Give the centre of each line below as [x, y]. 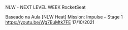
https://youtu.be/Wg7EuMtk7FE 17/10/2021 [50, 22]
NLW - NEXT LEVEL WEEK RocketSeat [45, 7]
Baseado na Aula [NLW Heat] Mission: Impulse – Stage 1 [64, 17]
